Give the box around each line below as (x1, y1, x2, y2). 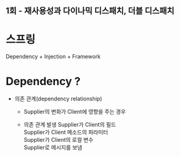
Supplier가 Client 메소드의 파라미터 (23, 128, 108, 136)
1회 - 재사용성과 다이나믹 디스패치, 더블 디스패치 (5, 5, 175, 16)
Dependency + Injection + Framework (5, 53, 101, 60)
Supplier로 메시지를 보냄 (23, 144, 83, 151)
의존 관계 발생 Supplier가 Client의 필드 (23, 121, 117, 128)
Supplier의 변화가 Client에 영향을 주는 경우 (23, 108, 126, 116)
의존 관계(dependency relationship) (14, 95, 103, 102)
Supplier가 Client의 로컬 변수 (23, 136, 94, 144)
